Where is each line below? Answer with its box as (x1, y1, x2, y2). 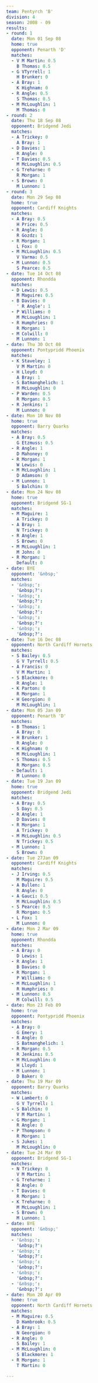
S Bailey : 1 (16, 1341, 45, 1347)
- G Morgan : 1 (11, 1117, 45, 1123)
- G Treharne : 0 (11, 167, 51, 173)
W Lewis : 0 (16, 462, 43, 467)
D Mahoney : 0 (16, 450, 48, 457)
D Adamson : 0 (16, 473, 48, 479)
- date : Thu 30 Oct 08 (6, 342, 61, 348)
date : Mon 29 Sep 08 (11, 194, 61, 200)
